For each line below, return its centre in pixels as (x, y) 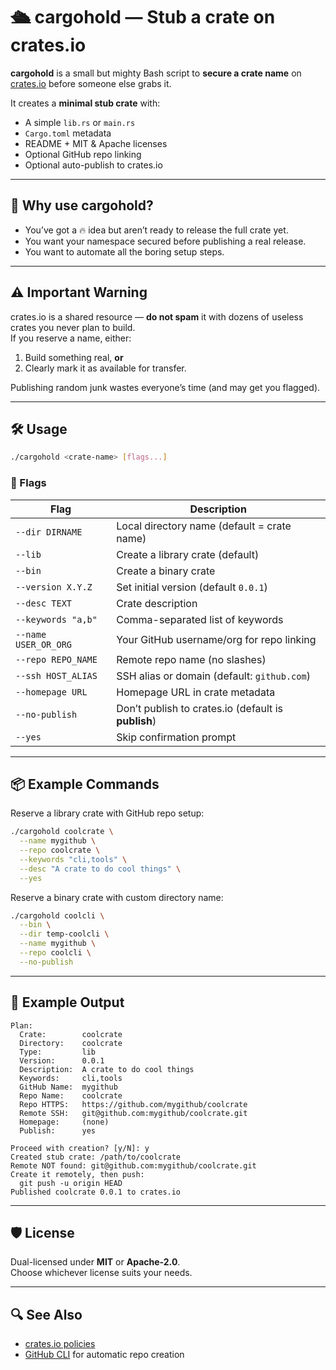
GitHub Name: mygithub (68, 1087)
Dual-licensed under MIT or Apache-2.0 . (95, 1262)
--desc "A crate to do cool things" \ (100, 869)
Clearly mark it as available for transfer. (105, 368)
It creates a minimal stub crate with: (85, 103)
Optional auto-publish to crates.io (93, 165)
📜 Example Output (67, 1002)
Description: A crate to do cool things (107, 1069)
